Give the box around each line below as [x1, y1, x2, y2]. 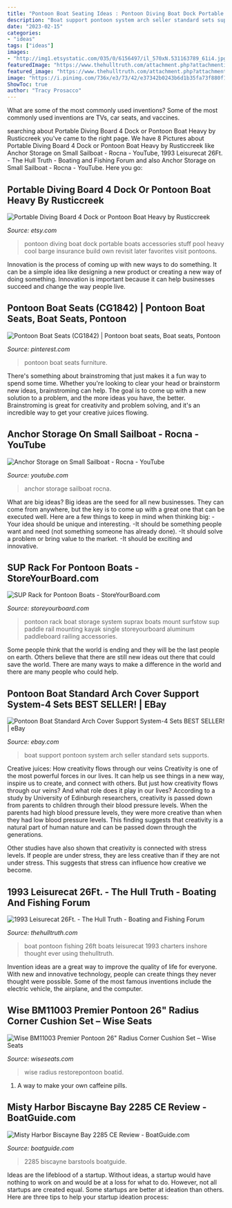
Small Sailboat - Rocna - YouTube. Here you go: [7, 164, 143, 172]
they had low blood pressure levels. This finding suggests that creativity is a [7, 816, 223, 824]
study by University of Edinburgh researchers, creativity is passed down [7, 794, 213, 802]
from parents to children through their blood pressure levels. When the [7, 801, 208, 809]
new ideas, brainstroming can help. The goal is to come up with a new [7, 386, 206, 395]
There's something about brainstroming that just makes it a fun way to [7, 371, 207, 380]
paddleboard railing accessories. [23, 632, 118, 641]
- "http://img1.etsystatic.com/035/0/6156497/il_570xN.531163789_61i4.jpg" [7, 55, 230, 62]
